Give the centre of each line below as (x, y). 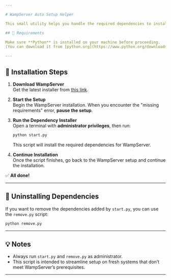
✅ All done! (18, 175)
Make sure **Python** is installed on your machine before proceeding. (83, 42)
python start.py (30, 135)
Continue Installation (35, 155)
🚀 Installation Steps (37, 72)
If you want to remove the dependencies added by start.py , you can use (82, 209)
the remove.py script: (27, 214)
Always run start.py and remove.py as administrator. (68, 257)
